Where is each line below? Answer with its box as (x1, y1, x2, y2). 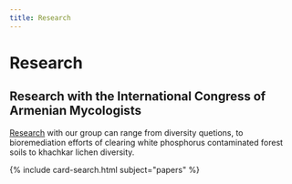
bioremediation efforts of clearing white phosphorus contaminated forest (9, 137, 284, 148)
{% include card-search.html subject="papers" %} (9, 164, 201, 175)
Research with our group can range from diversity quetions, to (9, 127, 244, 138)
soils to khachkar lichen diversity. (9, 147, 135, 158)
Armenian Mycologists (9, 103, 141, 118)
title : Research (9, 13, 71, 23)
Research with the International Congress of (9, 88, 266, 105)
